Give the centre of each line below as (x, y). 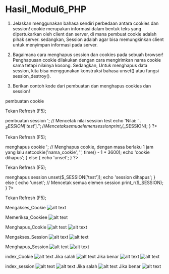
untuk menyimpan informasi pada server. (55, 44)
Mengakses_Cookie (26, 207)
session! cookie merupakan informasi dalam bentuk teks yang (77, 28)
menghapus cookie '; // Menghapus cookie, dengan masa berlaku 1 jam (79, 147)
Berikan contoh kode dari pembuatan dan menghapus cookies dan (82, 86)
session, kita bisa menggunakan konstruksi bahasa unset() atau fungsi (86, 71)
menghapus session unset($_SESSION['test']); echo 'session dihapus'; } (80, 177)
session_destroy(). (32, 76)
